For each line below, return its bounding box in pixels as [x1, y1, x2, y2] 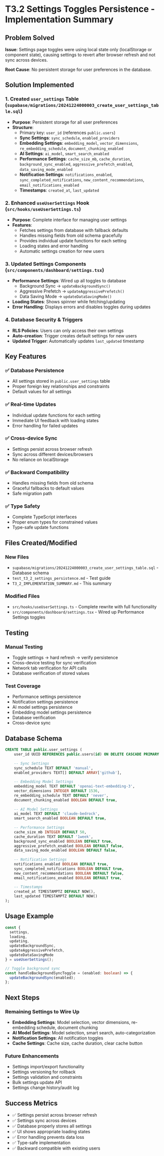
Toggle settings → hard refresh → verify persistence [12, 655, 118, 661]
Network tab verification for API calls [12, 665, 87, 671]
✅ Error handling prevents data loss [12, 1134, 84, 1140]
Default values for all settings [12, 389, 72, 395]
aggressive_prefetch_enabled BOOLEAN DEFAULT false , [14, 843, 124, 848]
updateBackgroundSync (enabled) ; [9, 975, 76, 980]
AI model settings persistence [12, 704, 73, 710]
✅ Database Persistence [5, 367, 65, 374]
